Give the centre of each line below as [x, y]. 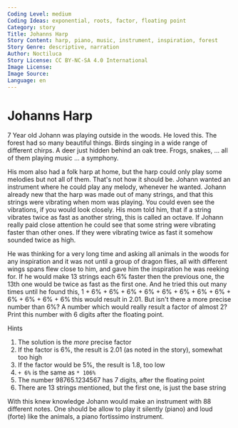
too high [30, 357]
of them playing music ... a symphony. [63, 158]
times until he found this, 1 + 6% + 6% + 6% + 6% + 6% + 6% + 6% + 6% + [119, 292]
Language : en [27, 80]
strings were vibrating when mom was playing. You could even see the [111, 202]
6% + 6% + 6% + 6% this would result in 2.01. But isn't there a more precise [119, 300]
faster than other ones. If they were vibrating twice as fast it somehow [110, 233]
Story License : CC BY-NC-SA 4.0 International [78, 61]
